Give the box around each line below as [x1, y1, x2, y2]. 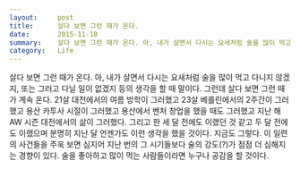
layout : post [9, 13, 74, 22]
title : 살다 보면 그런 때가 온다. [9, 21, 140, 30]
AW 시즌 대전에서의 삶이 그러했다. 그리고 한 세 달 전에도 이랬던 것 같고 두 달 [9, 117, 272, 128]
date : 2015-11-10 [9, 30, 99, 38]
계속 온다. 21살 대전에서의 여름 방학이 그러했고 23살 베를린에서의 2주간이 [18, 95, 273, 106]
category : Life [9, 46, 74, 55]
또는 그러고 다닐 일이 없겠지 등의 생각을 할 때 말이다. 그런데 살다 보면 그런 [21, 83, 276, 94]
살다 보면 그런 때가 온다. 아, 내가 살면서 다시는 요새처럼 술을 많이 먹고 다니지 [9, 72, 274, 83]
